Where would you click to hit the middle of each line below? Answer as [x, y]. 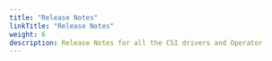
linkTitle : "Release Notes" [62, 26]
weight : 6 [28, 34]
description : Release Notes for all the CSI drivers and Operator [136, 43]
